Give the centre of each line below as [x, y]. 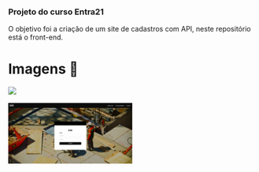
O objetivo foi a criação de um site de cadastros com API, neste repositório [129, 29]
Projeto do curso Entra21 [56, 12]
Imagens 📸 [43, 69]
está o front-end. [36, 37]
